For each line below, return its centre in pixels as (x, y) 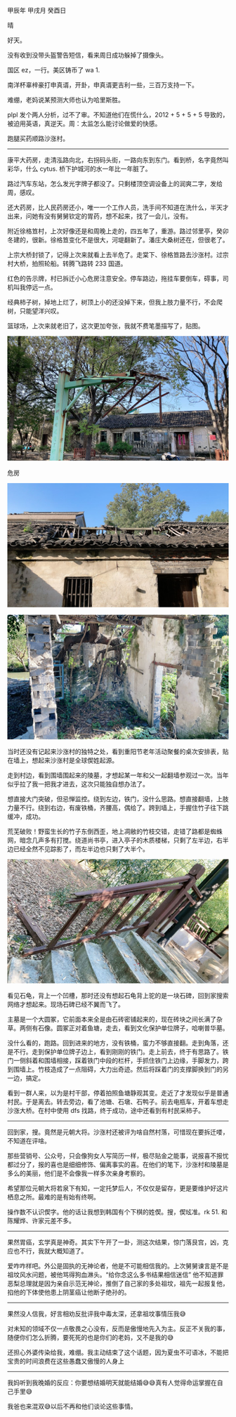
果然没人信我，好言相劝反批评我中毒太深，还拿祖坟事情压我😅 (97, 1314)
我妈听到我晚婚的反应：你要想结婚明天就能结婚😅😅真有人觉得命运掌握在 (112, 1383)
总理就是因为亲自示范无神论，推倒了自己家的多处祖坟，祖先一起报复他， (124, 1283)
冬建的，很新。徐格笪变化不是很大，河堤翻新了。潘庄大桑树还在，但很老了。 (118, 240)
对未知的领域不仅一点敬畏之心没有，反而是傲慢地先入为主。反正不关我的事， (118, 1329)
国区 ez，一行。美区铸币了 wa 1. (54, 70)
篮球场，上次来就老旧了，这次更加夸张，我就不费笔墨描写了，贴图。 (106, 326)
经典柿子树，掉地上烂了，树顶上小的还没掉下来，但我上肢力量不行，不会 (112, 302)
